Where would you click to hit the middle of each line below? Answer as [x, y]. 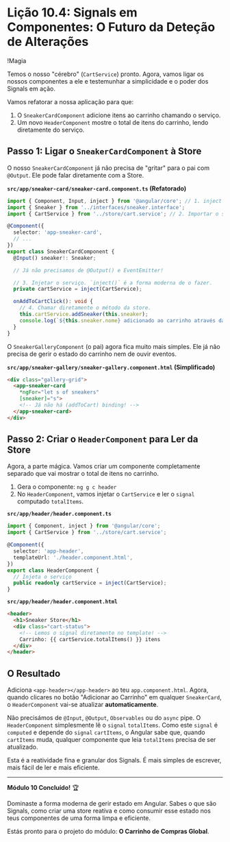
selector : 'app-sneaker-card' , [58, 232]
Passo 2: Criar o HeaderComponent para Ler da [103, 439]
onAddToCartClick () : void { [53, 302]
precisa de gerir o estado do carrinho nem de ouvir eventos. [92, 354]
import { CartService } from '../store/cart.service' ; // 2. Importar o [113, 214]
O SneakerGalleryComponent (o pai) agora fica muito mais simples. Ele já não [114, 346]
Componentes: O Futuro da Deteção [111, 27]
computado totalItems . [50, 501]
